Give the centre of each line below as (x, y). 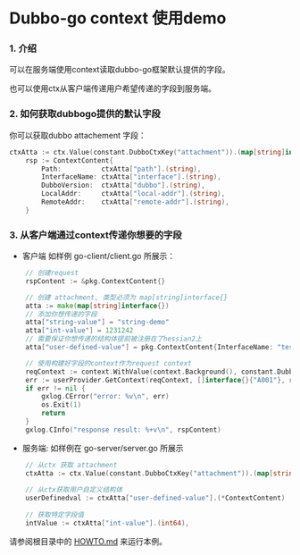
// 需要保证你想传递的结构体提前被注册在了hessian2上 (114, 339)
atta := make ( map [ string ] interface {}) (97, 306)
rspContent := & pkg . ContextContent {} (96, 281)
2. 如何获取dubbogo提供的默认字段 (85, 114)
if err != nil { (56, 388)
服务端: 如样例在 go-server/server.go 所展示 (103, 448)
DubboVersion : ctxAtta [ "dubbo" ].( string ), (123, 185)
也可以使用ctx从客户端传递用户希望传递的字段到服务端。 (113, 88)
